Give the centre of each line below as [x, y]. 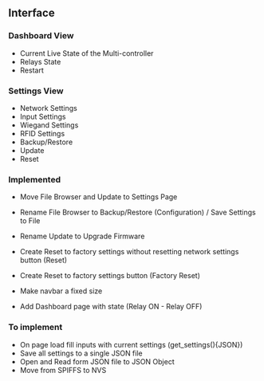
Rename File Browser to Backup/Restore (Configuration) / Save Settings [138, 212]
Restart [32, 70]
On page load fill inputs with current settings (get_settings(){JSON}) [131, 344]
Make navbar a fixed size [61, 291]
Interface [32, 13]
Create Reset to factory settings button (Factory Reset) [110, 276]
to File [30, 221]
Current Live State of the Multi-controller [87, 53]
